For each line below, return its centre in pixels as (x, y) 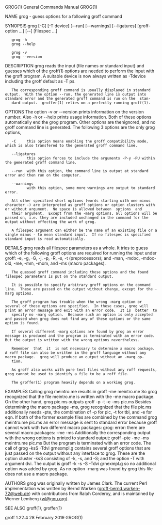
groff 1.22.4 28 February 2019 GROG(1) (44, 517)
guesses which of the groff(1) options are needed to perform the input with (80, 71)
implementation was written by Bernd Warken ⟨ (52, 488)
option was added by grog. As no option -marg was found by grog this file (79, 469)
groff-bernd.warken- (120, 488)
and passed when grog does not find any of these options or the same (78, 319)
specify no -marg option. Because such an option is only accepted (82, 315)
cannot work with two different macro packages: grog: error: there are (75, 428)
